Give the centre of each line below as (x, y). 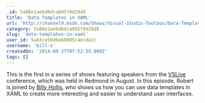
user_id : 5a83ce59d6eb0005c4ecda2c (52, 40)
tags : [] (17, 57)
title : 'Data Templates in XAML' (49, 18)
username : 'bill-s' (31, 46)
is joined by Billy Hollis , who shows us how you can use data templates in (98, 87)
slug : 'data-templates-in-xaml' (47, 35)
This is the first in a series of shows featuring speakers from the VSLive (96, 74)
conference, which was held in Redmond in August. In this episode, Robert (100, 81)
